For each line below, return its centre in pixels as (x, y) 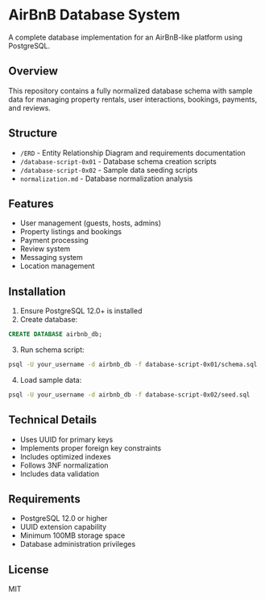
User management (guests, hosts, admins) (91, 223)
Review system (45, 249)
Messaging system (51, 258)
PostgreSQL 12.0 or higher (64, 518)
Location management (57, 266)
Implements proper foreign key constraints (91, 448)
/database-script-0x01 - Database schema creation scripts (118, 161)
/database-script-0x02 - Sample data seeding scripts (109, 170)
